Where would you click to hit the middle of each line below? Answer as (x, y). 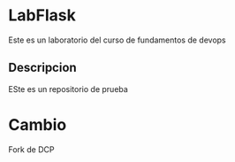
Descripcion (42, 68)
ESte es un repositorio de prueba (68, 89)
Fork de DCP (31, 149)
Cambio (38, 124)
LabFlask (42, 15)
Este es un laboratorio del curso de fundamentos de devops (117, 40)
